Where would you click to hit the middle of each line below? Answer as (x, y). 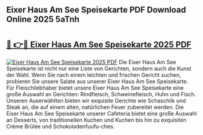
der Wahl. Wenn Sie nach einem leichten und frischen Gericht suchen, (94, 75)
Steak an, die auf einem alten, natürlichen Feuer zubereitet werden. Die (95, 107)
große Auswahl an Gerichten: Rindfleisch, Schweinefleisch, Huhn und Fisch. (101, 94)
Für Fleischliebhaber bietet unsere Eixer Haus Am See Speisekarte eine (95, 88)
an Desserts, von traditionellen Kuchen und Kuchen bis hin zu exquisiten (96, 120)
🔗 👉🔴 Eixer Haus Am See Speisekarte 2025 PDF (99, 44)
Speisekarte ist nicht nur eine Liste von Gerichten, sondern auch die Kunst (99, 68)
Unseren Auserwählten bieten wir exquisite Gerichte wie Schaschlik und (96, 100)
